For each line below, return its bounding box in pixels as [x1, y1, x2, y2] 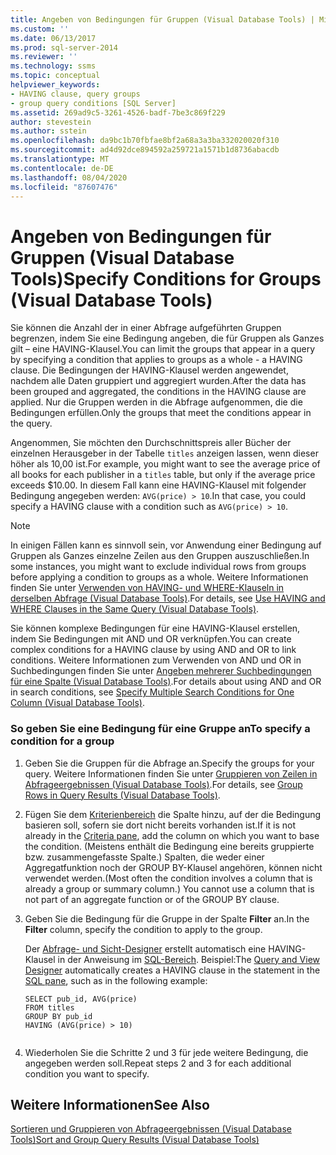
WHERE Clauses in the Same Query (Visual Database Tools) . [10, 603, 260, 615]
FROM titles [24, 1002, 75, 1013]
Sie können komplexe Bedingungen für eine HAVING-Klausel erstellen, [10, 622, 301, 635]
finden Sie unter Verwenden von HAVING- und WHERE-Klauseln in [10, 582, 285, 594]
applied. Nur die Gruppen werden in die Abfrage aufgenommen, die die [10, 396, 303, 408]
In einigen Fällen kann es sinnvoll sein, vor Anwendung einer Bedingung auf [10, 539, 322, 551]
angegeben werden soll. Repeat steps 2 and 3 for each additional [24, 1057, 292, 1069]
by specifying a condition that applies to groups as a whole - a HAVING [10, 354, 303, 366]
